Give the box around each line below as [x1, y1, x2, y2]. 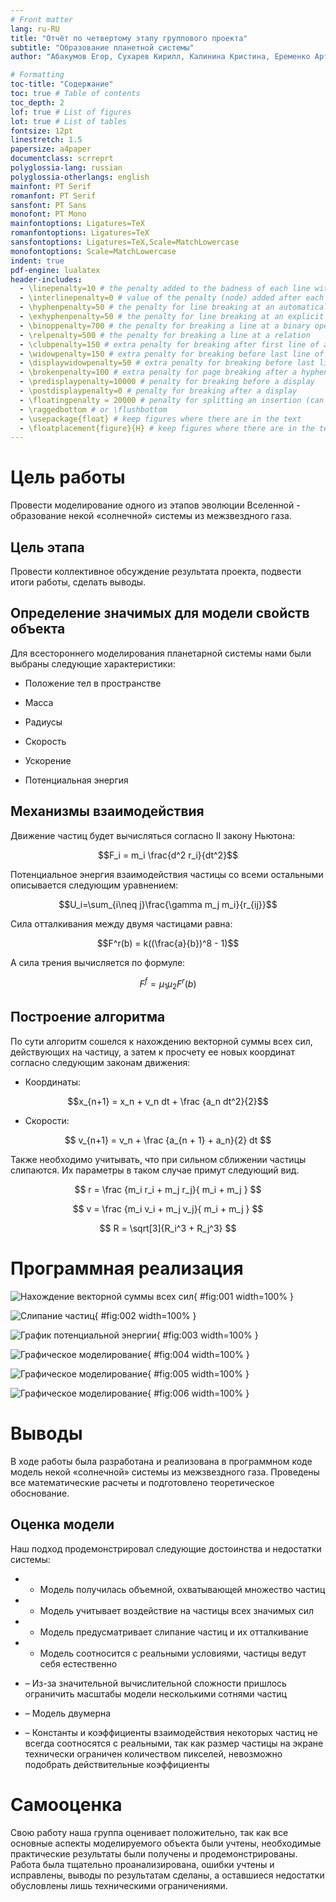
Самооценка [10, 1793, 123, 1816]
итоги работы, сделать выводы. [10, 576, 147, 588]
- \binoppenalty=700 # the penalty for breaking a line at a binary [19, 321, 311, 331]
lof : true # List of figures [10, 107, 132, 117]
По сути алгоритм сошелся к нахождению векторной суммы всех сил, [10, 1035, 313, 1047]
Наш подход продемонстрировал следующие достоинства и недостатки [10, 1542, 322, 1555]
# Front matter [10, 14, 74, 25]
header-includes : [10, 274, 83, 285]
